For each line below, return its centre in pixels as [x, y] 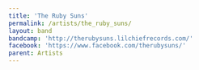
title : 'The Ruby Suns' [49, 16]
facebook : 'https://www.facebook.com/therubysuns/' [97, 46]
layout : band [30, 31]
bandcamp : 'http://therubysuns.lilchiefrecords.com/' [101, 38]
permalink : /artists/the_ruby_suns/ [70, 23]
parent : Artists [36, 53]
